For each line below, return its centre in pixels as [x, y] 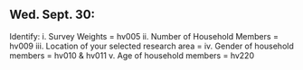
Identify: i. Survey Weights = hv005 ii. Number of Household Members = [144, 36]
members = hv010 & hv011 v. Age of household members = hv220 [132, 55]
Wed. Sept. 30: [52, 15]
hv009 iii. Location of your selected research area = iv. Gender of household [151, 46]
